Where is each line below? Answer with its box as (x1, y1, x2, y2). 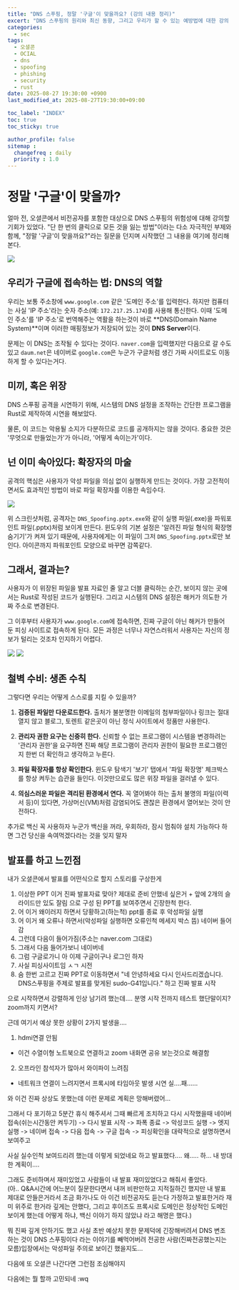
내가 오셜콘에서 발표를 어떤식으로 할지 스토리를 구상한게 (7, 874, 162, 883)
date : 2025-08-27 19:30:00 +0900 (7, 90, 107, 97)
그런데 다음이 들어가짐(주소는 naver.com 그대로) (17, 934, 153, 943)
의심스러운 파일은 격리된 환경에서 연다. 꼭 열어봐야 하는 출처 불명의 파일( (17, 789, 218, 798)
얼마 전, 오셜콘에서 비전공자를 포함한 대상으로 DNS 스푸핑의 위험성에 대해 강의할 (7, 214, 230, 222)
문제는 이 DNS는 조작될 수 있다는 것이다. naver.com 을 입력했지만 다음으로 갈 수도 (7, 339, 232, 347)
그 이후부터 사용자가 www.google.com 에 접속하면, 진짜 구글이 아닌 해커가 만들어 (7, 617, 225, 626)
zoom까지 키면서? (7, 1003, 59, 1011)
